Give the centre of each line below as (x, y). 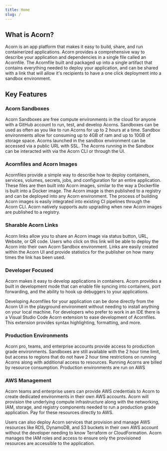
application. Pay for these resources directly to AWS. (59, 413)
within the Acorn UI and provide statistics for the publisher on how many (80, 252)
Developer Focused (29, 270)
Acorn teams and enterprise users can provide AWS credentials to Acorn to (83, 391)
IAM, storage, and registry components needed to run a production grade (81, 407)
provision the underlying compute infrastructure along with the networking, (82, 402)
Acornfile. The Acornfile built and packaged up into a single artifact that (79, 62)
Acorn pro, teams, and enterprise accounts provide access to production (80, 346)
